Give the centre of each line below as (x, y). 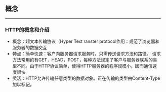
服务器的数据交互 (30, 48)
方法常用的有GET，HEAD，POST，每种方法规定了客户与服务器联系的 (83, 60)
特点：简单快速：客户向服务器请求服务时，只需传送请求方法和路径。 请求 (86, 54)
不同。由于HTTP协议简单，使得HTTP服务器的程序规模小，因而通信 (84, 66)
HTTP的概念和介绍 (27, 30)
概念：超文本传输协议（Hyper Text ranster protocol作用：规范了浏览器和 (86, 41)
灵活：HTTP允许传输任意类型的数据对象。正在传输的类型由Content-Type (86, 78)
